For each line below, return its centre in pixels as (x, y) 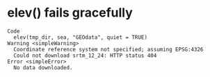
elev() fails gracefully (70, 13)
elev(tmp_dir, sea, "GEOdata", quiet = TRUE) (81, 37)
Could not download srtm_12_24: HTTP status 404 (85, 55)
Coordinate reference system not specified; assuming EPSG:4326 (108, 49)
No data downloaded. (43, 67)
